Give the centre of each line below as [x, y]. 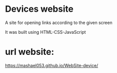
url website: [30, 52]
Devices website [39, 9]
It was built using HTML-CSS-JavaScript [46, 32]
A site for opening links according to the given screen [59, 23]
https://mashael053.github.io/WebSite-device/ [52, 65]
